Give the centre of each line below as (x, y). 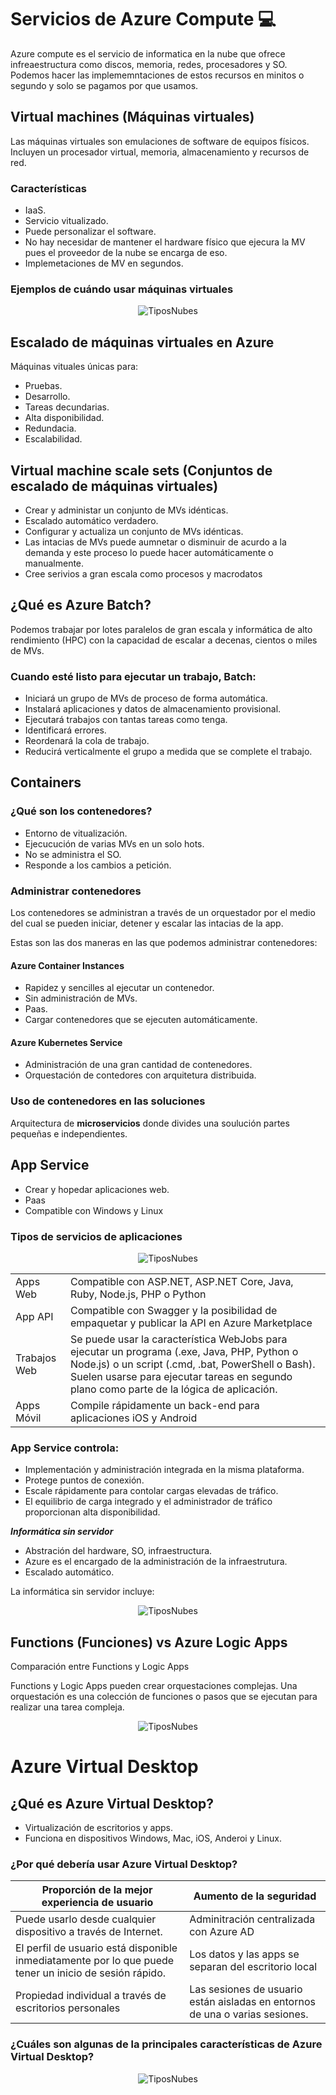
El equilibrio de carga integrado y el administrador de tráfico (148, 1502)
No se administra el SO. (73, 854)
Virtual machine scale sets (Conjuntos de (141, 470)
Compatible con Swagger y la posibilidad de (173, 1310)
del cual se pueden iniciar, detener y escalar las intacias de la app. (147, 923)
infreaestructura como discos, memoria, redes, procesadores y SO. (149, 64)
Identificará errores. (65, 730)
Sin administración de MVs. (81, 998)
